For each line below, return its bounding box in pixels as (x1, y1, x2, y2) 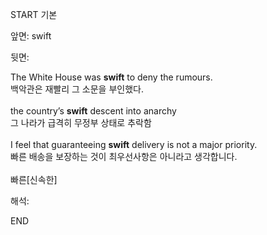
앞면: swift (10, 30, 52, 42)
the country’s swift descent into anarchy (10, 105, 177, 117)
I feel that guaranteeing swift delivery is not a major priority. (10, 139, 258, 150)
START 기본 (10, 9, 58, 20)
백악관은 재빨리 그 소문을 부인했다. (10, 83, 144, 95)
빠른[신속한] (10, 174, 58, 185)
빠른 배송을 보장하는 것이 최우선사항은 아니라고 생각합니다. (10, 151, 238, 162)
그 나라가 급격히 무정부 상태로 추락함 (10, 117, 152, 128)
